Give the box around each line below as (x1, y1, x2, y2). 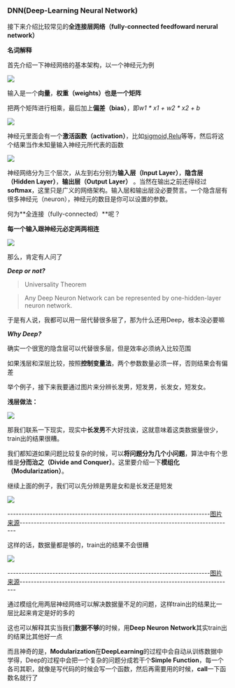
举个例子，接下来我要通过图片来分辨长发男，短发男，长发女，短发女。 (7, 383, 210, 391)
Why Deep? (7, 330, 42, 338)
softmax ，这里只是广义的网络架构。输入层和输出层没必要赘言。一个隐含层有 (7, 186, 228, 195)
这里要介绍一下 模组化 (117, 458, 180, 467)
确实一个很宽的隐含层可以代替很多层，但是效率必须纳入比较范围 (7, 344, 191, 352)
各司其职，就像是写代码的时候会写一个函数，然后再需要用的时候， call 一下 (7, 665, 220, 673)
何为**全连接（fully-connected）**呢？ (7, 209, 121, 219)
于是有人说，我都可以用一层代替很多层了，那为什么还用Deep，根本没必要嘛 (7, 316, 225, 324)
